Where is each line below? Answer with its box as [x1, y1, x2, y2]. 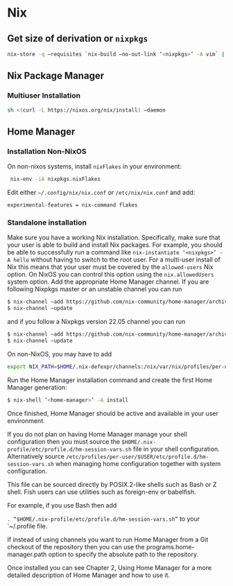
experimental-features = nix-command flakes [7, 202, 138, 209]
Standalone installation [7, 217, 87, 227]
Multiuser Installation [7, 91, 81, 101]
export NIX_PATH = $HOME [7, 363, 73, 370]
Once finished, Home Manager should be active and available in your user [7, 409, 218, 417]
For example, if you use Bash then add [7, 501, 117, 509]
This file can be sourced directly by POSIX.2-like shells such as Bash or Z [7, 480, 217, 488]
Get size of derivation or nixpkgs [7, 33, 148, 44]
